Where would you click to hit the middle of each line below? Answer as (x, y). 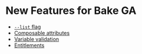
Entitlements (29, 45)
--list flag (27, 27)
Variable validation (37, 39)
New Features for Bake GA (71, 11)
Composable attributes (42, 33)
